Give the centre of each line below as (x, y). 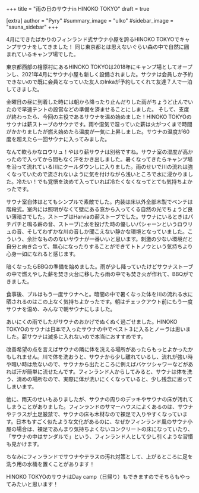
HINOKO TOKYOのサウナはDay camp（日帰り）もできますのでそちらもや (96, 477)
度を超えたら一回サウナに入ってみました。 (58, 139)
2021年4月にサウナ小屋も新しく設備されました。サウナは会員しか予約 (107, 74)
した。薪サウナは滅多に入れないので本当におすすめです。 (76, 337)
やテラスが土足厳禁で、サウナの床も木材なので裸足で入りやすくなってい (94, 414)
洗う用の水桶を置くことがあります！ (50, 464)
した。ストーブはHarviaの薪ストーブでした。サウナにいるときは (110, 217)
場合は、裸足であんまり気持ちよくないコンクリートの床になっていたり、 (105, 429)
